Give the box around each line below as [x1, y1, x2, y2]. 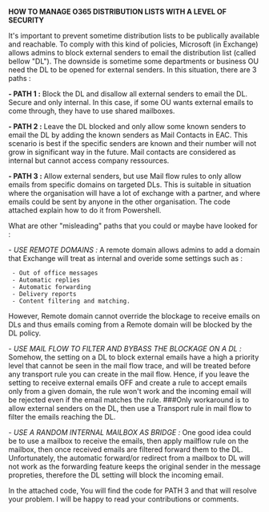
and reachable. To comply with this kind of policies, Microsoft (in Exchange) [8, 39, 259, 49]
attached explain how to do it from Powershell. [8, 205, 162, 215]
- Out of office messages [11, 269, 98, 277]
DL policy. [8, 328, 42, 338]
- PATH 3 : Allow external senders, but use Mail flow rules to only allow [8, 172, 242, 181]
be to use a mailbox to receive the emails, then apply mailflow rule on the [8, 437, 249, 445]
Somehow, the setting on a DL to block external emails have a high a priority [8, 352, 259, 362]
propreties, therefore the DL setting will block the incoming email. [8, 470, 224, 480]
